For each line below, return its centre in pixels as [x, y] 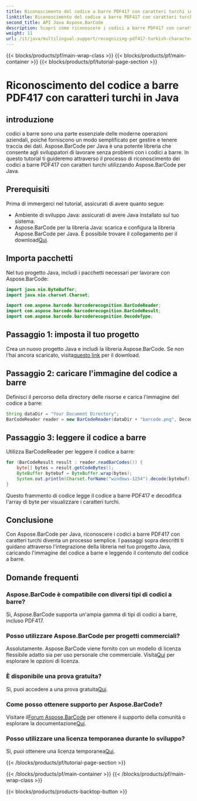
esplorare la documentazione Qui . [46, 723]
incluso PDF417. [25, 621]
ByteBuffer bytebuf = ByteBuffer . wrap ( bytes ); [74, 473]
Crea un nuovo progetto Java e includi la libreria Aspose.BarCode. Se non [95, 349]
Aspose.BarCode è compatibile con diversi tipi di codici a [89, 594]
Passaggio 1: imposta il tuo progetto [73, 335]
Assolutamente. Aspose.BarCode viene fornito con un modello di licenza [94, 648]
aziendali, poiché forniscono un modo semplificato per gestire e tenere [92, 140]
